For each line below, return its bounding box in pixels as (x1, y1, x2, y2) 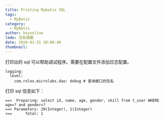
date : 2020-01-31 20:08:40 (5, 40, 61, 45)
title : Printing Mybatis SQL (5, 7, 66, 12)
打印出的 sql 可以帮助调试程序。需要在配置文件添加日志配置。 (5, 58, 132, 65)
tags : (5, 12, 16, 17)
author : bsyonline (5, 30, 43, 35)
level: (9, 73, 23, 78)
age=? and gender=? (5, 102, 46, 107)
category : (5, 21, 26, 26)
